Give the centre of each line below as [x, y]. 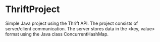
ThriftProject [33, 9]
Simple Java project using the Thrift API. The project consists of [72, 23]
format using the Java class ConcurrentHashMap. [57, 34]
